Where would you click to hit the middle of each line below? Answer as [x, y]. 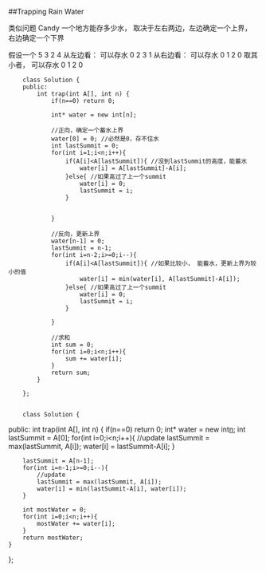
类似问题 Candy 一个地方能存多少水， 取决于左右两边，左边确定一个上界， [130, 28]
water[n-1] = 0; [78, 241]
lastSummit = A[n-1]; [58, 461]
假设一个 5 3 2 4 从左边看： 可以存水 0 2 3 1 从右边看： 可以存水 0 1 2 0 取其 [133, 55]
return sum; [70, 373]
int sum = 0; [72, 345]
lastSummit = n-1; [81, 248]
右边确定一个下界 [36, 38]
